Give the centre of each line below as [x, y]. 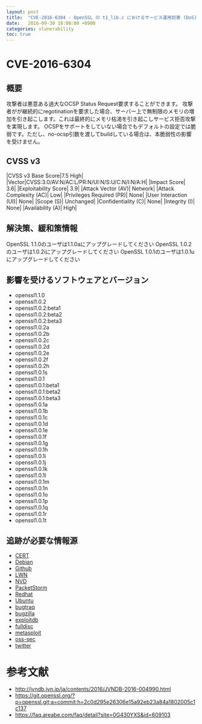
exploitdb [27, 620]
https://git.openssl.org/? [45, 696]
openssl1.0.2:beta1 [38, 308]
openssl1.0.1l [30, 475]
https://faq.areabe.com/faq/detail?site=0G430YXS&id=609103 [93, 715]
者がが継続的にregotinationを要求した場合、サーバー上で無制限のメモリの [98, 111]
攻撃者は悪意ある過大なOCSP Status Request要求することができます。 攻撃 [99, 104]
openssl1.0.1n [31, 488]
